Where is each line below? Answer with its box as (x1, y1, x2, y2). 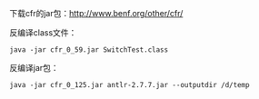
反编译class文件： (9, 27, 77, 38)
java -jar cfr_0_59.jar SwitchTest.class (9, 45, 169, 54)
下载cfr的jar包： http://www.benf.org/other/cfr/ (9, 8, 184, 18)
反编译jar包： (9, 63, 59, 73)
